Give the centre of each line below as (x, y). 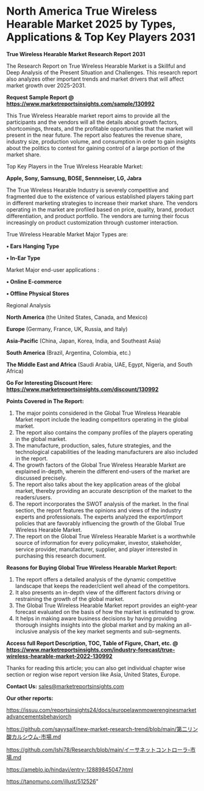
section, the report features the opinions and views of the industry (98, 510)
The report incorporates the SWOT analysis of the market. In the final (102, 504)
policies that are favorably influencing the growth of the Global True (100, 523)
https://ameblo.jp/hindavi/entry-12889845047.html (70, 769)
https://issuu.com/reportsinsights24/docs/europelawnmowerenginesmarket (101, 710)
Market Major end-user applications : (53, 269)
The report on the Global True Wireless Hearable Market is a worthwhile (105, 536)
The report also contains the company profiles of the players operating (104, 432)
